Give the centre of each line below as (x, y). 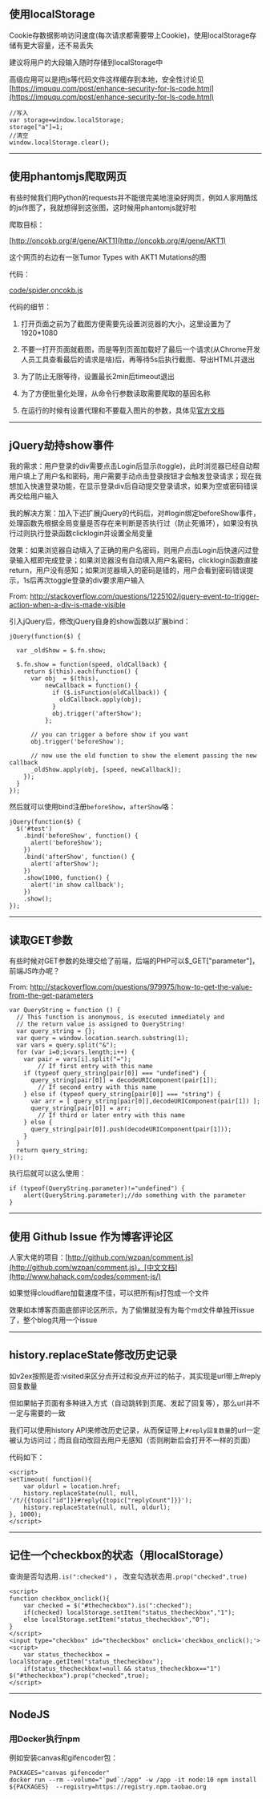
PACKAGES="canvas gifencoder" (60, 1773)
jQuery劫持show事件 (62, 446)
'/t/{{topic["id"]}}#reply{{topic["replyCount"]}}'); (101, 1500)
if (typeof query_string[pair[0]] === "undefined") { (115, 1073)
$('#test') (34, 829)
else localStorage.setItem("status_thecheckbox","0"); (117, 1620)
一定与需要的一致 (37, 1413)
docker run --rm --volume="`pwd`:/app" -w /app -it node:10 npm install (133, 1780)
